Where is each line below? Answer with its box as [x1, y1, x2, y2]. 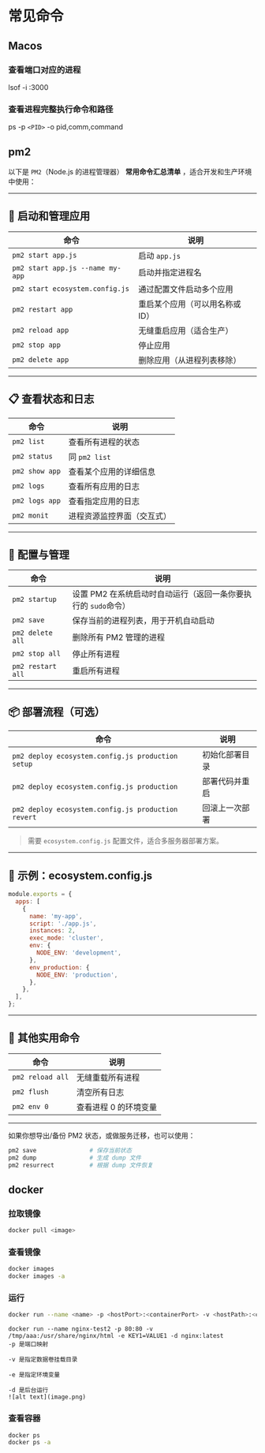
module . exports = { [8, 891, 73, 898]
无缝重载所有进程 [76, 1072, 140, 1083]
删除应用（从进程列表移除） [137, 354, 241, 365]
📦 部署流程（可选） [8, 705, 106, 719]
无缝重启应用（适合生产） [137, 325, 233, 336]
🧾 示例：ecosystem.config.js [8, 868, 153, 882]
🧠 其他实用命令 [8, 1031, 80, 1045]
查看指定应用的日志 [68, 495, 140, 506]
